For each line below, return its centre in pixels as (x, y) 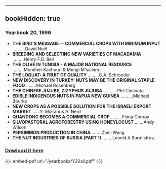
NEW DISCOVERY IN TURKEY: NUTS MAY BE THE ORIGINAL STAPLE (83, 80)
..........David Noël (30, 49)
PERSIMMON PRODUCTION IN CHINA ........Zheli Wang (68, 132)
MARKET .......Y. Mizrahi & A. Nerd (46, 111)
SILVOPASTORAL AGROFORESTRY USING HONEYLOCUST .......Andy (83, 122)
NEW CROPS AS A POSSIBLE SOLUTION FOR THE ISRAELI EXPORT (82, 106)
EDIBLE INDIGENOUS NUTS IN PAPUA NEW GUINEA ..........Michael (81, 96)
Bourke (20, 101)
